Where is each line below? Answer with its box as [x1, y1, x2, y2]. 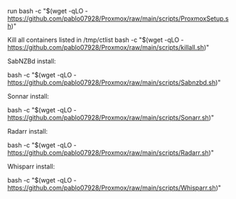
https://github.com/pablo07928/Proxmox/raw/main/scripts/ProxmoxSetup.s [7, 14, 229, 23]
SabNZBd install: [7, 57, 56, 65]
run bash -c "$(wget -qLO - [7, 7, 89, 15]
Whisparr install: [7, 162, 55, 171]
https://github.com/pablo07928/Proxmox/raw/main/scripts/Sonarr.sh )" [7, 114, 215, 122]
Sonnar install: [7, 92, 50, 100]
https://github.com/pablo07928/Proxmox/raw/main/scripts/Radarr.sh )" [7, 149, 215, 156]
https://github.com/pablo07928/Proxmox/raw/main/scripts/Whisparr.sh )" [7, 183, 222, 192]
